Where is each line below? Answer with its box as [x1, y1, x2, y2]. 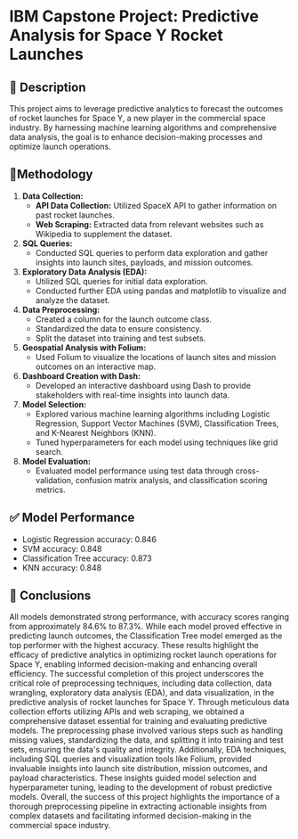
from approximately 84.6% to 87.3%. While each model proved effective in [9, 621, 282, 632]
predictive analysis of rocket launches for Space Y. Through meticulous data [9, 697, 290, 708]
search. [35, 446, 64, 457]
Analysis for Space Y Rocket [9, 25, 224, 45]
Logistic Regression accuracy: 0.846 [21, 533, 157, 545]
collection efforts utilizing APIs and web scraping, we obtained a [9, 706, 245, 717]
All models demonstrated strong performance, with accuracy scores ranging [9, 612, 289, 622]
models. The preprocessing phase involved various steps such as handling [9, 725, 283, 736]
